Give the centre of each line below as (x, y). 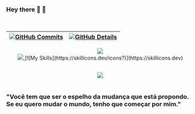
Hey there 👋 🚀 (26, 9)
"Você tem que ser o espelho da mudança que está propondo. (97, 96)
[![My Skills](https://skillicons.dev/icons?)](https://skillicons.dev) (104, 58)
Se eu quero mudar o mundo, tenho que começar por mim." (94, 104)
